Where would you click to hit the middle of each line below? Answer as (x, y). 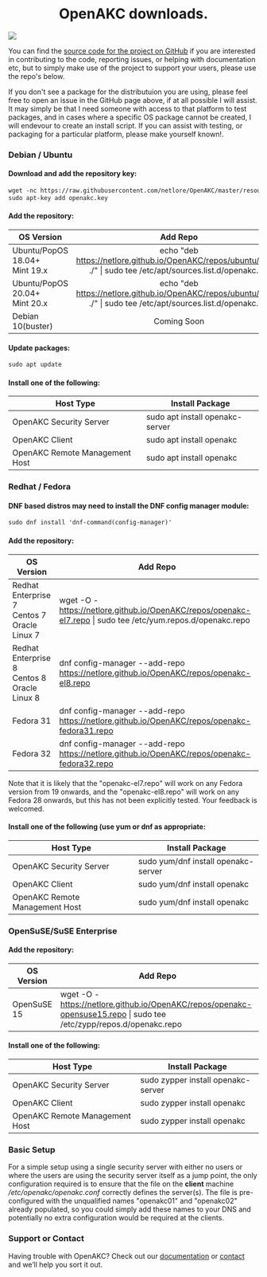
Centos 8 (29, 678)
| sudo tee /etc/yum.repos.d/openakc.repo (171, 620)
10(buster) (33, 326)
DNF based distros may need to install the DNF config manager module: (129, 505)
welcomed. (27, 808)
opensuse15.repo (93, 1014)
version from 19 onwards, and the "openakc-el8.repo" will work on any (124, 792)
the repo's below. (37, 76)
